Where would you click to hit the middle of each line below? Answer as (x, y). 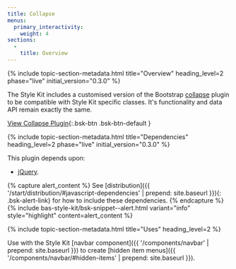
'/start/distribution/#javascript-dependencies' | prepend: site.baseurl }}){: (114, 193)
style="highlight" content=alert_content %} (70, 215)
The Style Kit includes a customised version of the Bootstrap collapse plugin (118, 94)
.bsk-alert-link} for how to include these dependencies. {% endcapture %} (116, 200)
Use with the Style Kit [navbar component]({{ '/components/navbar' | (108, 243)
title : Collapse (31, 14)
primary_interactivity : (48, 27)
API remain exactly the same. (50, 109)
